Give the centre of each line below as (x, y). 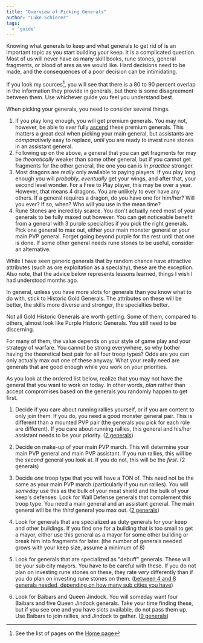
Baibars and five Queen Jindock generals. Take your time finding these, (104, 603)
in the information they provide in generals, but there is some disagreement (100, 91)
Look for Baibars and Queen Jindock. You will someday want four (96, 596)
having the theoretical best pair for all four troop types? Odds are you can (98, 354)
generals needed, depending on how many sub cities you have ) (94, 585)
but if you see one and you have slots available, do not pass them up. (101, 609)
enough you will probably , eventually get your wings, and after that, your (105, 178)
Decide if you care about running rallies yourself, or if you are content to (105, 410)
